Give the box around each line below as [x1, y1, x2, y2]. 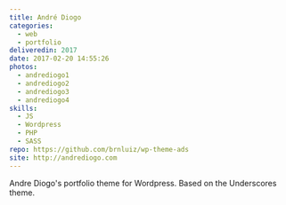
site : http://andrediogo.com [9, 153, 118, 162]
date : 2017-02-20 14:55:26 [9, 54, 110, 63]
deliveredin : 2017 [9, 46, 78, 55]
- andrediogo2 [17, 79, 69, 88]
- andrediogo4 [17, 95, 69, 105]
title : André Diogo [9, 12, 82, 22]
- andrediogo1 [17, 71, 69, 80]
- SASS [17, 137, 42, 146]
